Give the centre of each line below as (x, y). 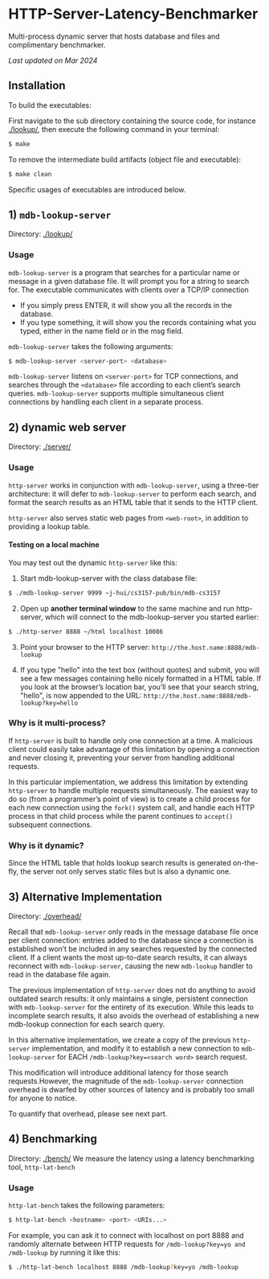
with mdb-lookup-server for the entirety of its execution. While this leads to (131, 1007)
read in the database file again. (59, 974)
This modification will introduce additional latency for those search (118, 1072)
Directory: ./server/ (40, 446)
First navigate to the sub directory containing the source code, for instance (132, 121)
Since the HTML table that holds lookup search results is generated (120, 863)
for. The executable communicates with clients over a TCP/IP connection (128, 290)
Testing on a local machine (54, 545)
